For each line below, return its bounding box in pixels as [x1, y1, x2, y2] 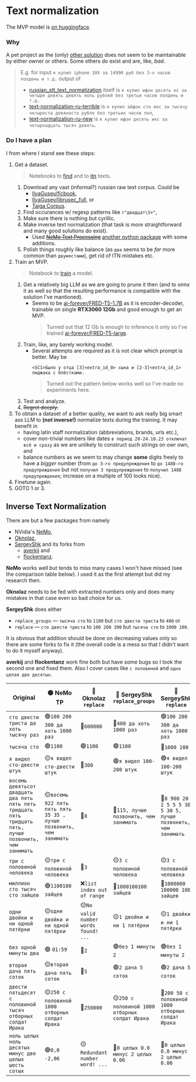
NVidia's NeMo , [14, 528, 52, 535]
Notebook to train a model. [29, 269, 93, 276]
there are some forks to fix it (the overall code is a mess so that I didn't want [6, 641, 189, 648]
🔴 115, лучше [113, 806, 147, 814]
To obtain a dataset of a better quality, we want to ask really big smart [14, 410, 183, 417]
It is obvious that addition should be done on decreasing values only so [6, 635, 177, 642]
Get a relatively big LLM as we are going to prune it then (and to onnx [23, 281, 190, 288]
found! [80, 928, 99, 935]
